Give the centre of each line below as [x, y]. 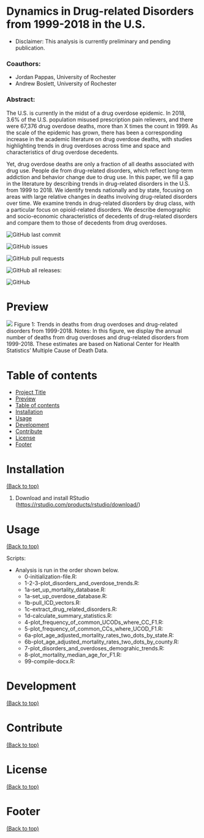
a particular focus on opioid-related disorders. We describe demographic [99, 209]
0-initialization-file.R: [51, 577]
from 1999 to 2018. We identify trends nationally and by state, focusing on [100, 190]
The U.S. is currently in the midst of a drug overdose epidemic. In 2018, [96, 113]
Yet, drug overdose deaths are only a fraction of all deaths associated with [100, 164]
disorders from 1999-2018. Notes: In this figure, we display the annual [94, 331]
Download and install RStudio [52, 498]
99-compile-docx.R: [50, 661]
